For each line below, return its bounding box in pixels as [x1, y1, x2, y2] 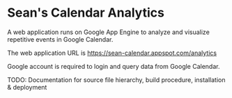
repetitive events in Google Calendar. [7, 35, 114, 43]
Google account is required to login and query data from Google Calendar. [7, 62, 220, 70]
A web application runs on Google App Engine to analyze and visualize [7, 28, 210, 36]
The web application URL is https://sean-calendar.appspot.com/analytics [7, 49, 217, 57]
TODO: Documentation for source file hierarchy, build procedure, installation [7, 75, 226, 84]
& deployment [7, 83, 47, 91]
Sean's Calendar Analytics [7, 5, 165, 21]
